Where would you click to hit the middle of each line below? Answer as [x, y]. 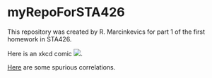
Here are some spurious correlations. [61, 67]
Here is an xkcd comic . [45, 53]
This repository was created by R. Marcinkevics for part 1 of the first [106, 32]
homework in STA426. [40, 39]
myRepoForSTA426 [66, 12]
